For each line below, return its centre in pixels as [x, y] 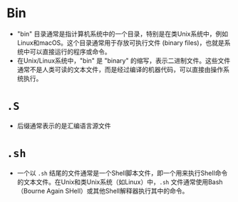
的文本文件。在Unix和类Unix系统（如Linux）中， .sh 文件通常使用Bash [120, 182]
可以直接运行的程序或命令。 [70, 51]
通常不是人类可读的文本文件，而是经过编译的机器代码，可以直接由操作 [120, 69]
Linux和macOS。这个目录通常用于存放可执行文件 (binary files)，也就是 [121, 42]
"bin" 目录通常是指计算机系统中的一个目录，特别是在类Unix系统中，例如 [123, 34]
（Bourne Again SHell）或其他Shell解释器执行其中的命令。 [103, 191]
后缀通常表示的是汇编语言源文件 [64, 126]
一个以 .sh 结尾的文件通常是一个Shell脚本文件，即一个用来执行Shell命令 [122, 173]
